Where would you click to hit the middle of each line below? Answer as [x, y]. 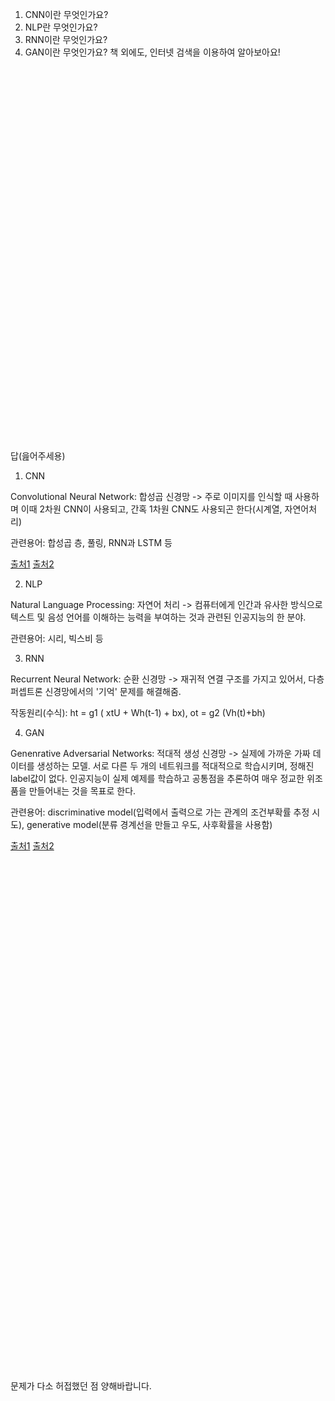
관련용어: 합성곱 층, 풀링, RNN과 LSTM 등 [91, 542]
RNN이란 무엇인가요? [66, 39]
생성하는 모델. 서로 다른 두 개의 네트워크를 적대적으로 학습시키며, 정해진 [175, 766]
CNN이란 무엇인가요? [66, 14]
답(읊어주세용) [38, 456]
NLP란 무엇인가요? [61, 27]
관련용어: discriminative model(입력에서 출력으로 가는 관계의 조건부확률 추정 [160, 812]
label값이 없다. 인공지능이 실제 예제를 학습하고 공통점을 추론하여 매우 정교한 [157, 778]
